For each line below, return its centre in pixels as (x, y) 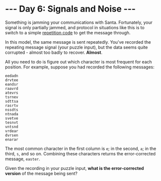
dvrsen (12, 135)
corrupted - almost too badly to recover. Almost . (54, 52)
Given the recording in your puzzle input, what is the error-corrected (75, 168)
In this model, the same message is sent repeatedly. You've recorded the (78, 42)
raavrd (12, 88)
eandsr (12, 84)
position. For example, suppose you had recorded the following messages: (80, 67)
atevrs (12, 93)
